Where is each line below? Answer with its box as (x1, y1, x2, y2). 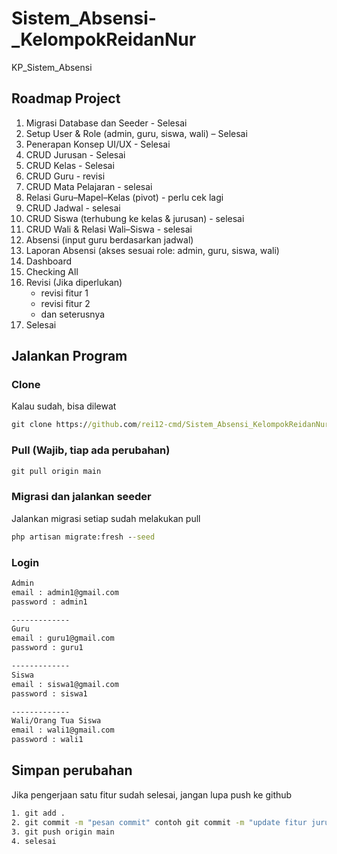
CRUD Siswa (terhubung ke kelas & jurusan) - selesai (25, 212, 245, 224)
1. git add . (11, 808, 66, 818)
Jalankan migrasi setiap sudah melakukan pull (11, 512, 201, 524)
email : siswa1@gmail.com (11, 679, 119, 689)
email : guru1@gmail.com (11, 633, 115, 644)
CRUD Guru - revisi (25, 170, 106, 182)
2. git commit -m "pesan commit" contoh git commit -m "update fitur (11, 817, 308, 827)
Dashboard (25, 255, 73, 267)
